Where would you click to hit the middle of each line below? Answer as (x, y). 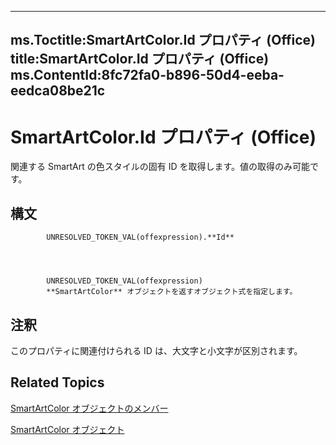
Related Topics (57, 382)
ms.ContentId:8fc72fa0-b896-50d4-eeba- (147, 75)
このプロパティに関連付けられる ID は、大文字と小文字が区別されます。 (156, 350)
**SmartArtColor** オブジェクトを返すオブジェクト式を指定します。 (172, 292)
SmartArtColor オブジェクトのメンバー (89, 408)
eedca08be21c (58, 91)
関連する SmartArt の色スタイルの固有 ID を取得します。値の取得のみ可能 (160, 167)
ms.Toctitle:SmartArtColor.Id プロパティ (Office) (163, 40)
